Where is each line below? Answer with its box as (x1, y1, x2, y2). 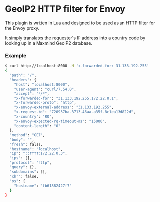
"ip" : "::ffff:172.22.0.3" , (9, 151, 68, 156)
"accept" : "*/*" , (14, 91, 50, 96)
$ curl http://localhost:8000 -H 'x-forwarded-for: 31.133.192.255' (5, 63, 149, 69)
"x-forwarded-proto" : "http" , (14, 101, 77, 105)
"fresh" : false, (9, 142, 43, 147)
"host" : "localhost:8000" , (14, 82, 70, 87)
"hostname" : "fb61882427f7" (14, 183, 72, 188)
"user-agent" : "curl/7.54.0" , (14, 87, 77, 92)
